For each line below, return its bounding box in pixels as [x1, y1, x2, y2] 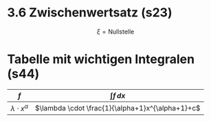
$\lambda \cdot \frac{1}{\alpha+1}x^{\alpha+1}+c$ [34, 103, 201, 112]
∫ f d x [109, 90, 126, 100]
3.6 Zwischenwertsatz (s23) [7, 5, 173, 21]
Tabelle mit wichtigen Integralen [7, 51, 195, 67]
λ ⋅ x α [10, 102, 29, 114]
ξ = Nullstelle [96, 27, 135, 36]
